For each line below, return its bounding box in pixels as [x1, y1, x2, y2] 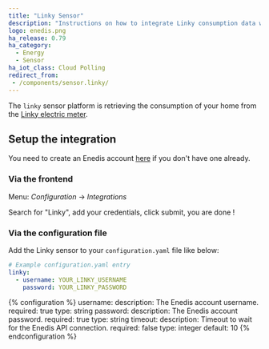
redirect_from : [8, 71, 59, 79]
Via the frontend [8, 174, 74, 185]
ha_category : [8, 42, 52, 50]
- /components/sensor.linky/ [11, 78, 110, 86]
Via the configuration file [8, 227, 108, 239]
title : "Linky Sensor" [8, 11, 84, 20]
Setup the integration [8, 132, 117, 146]
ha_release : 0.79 [8, 34, 66, 42]
